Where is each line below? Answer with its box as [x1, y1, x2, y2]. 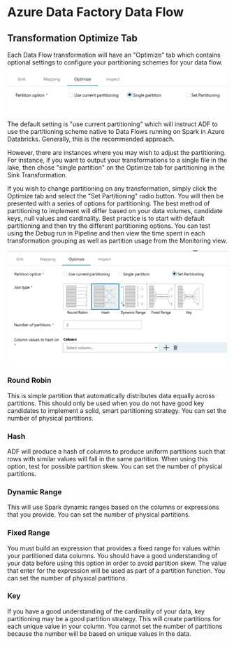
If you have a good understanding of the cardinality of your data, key [7, 607, 205, 616]
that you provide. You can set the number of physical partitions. [7, 510, 191, 519]
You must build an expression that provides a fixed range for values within [7, 544, 221, 552]
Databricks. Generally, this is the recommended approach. [7, 135, 175, 144]
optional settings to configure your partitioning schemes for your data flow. [7, 58, 223, 67]
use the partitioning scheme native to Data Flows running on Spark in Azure [7, 128, 225, 136]
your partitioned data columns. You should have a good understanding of [7, 551, 218, 559]
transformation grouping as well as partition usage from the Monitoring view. [7, 236, 228, 245]
